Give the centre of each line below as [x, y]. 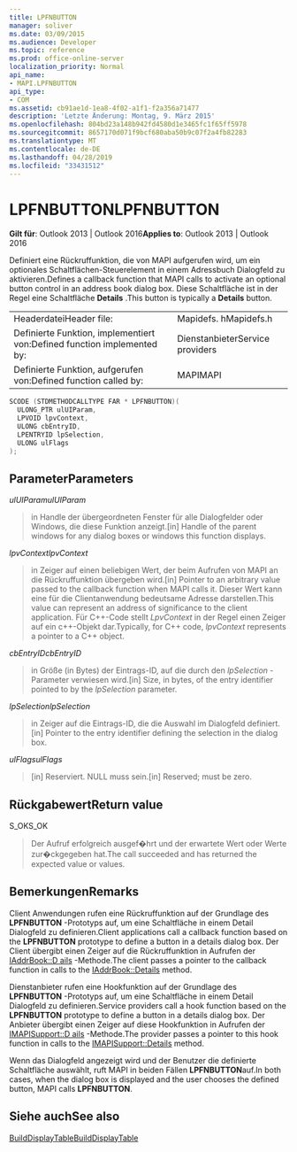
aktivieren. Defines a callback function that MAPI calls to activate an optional [148, 279]
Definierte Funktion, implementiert [84, 333]
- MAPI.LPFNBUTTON [43, 83]
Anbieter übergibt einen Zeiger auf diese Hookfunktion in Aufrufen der [137, 1024]
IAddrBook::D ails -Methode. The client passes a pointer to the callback [138, 960]
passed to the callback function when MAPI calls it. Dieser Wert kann [156, 589]
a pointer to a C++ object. [78, 636]
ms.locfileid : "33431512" [57, 166]
